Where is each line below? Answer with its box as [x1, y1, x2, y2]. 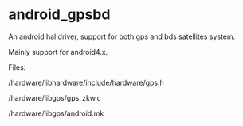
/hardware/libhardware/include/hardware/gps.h [8, 78, 165, 87]
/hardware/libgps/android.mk [8, 109, 104, 118]
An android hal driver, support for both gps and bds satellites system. [8, 32, 236, 41]
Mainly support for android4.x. [8, 47, 108, 56]
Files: [8, 62, 26, 72]
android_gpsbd [8, 6, 111, 24]
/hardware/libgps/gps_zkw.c [8, 93, 102, 102]
